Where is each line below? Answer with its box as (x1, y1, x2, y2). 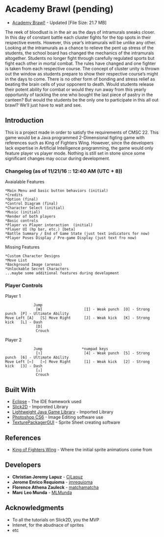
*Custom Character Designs (5, 254, 60, 258)
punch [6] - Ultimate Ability (5, 355, 69, 360)
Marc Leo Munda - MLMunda (12, 489, 72, 495)
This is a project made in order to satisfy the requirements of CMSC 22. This (5, 129, 159, 135)
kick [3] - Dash (5, 364, 43, 369)
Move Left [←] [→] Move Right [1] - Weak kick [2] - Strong (5, 359, 150, 364)
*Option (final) (5, 197, 38, 202)
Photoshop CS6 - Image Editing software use (12, 414, 104, 420)
